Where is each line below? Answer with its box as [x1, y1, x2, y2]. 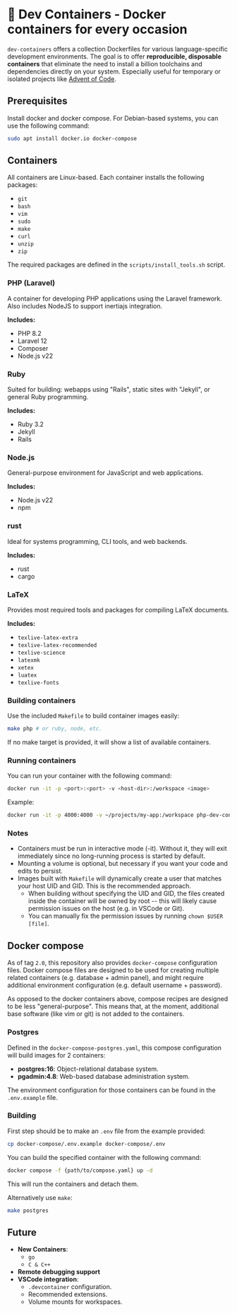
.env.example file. [7, 1093, 59, 1101]
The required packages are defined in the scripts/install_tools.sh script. [7, 260, 226, 269]
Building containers [7, 695, 76, 705]
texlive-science [17, 649, 66, 656]
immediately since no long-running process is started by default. [17, 852, 206, 860]
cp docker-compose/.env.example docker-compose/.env [7, 1140, 166, 1147]
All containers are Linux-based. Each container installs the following [7, 173, 205, 182]
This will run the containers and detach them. [7, 1180, 139, 1188]
